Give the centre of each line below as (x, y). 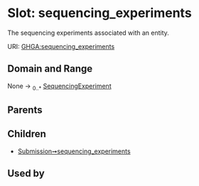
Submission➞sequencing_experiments (74, 151)
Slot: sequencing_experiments (99, 13)
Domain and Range (50, 69)
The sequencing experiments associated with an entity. (88, 33)
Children (27, 134)
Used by (26, 174)
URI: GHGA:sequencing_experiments (61, 46)
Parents (25, 110)
